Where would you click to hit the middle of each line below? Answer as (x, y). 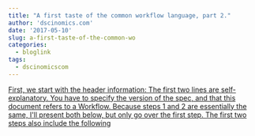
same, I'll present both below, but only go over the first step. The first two (127, 115)
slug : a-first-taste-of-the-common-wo (72, 38)
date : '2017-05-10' (40, 30)
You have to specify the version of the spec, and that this (143, 98)
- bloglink (33, 52)
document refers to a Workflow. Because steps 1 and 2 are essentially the (127, 106)
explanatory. (28, 98)
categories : (28, 45)
